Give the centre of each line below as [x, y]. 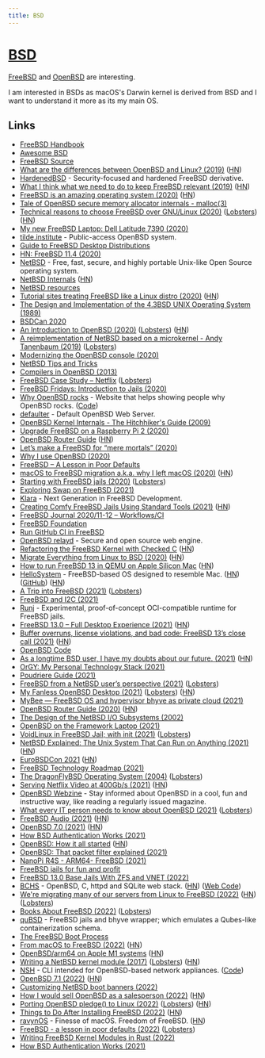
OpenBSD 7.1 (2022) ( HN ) [61, 979]
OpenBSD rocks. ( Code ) [59, 406]
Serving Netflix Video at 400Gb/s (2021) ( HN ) [94, 785]
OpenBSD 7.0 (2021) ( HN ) [61, 827]
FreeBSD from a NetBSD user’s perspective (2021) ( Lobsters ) [119, 684]
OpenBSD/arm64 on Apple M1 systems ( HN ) [92, 953]
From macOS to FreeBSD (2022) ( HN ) [81, 945]
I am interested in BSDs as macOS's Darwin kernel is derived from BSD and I [132, 92]
